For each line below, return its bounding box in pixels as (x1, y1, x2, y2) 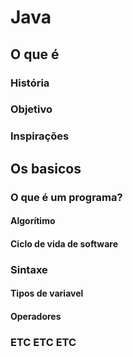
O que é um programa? (10, 190, 123, 204)
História (10, 76, 50, 90)
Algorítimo (10, 215, 56, 227)
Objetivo (10, 102, 53, 116)
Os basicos (10, 160, 82, 177)
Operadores (10, 310, 62, 322)
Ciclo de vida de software (10, 237, 119, 250)
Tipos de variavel (10, 287, 84, 300)
